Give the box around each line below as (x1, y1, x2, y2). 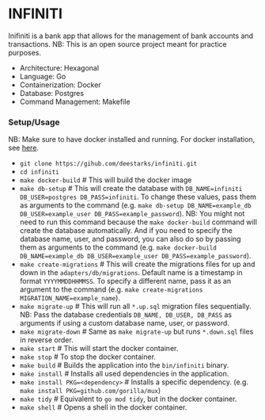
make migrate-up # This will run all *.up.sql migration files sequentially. (19, 302, 252, 311)
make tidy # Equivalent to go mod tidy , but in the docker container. (19, 394, 237, 404)
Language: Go (19, 71, 66, 81)
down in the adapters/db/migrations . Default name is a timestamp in (19, 268, 243, 277)
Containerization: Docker (19, 80, 101, 90)
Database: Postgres (19, 88, 85, 97)
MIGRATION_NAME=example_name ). (19, 293, 121, 303)
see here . (8, 143, 40, 153)
